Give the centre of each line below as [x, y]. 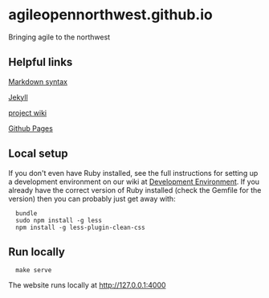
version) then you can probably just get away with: [92, 198]
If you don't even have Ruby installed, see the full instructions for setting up [133, 173]
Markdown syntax [38, 81]
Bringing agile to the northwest [59, 37]
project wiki [27, 112]
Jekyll [18, 97]
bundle [26, 213]
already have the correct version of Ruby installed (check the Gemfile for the [135, 190]
